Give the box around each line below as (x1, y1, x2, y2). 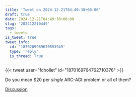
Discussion (5, 87, 28, 93)
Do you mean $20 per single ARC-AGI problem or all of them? (5, 77, 132, 83)
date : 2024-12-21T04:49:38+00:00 (5, 16, 74, 21)
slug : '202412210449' (5, 21, 50, 26)
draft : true (5, 12, 30, 17)
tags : (5, 26, 16, 31)
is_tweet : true (5, 35, 37, 40)
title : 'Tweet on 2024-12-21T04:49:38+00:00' (5, 7, 101, 12)
